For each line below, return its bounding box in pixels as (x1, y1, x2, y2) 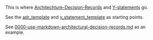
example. (5, 29, 24, 35)
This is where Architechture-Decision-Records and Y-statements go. (5, 5, 148, 10)
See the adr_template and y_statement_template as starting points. (5, 14, 144, 20)
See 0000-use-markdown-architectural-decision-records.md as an (5, 24, 146, 30)
